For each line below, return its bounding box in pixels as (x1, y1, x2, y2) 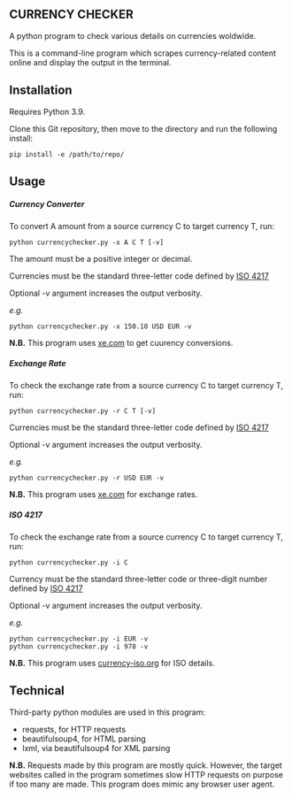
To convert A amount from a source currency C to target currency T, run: (9, 220, 275, 231)
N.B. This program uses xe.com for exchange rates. (9, 488, 198, 499)
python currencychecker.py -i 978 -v (9, 641, 149, 651)
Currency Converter (9, 198, 85, 209)
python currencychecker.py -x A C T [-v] (9, 238, 165, 247)
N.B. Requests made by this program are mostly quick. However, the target (9, 760, 283, 771)
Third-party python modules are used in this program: (9, 707, 206, 717)
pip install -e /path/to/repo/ (9, 150, 125, 158)
